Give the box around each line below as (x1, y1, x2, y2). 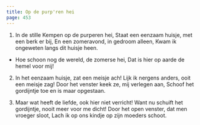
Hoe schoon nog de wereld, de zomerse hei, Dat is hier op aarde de (15, 56, 185, 63)
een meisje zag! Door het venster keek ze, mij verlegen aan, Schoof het (15, 80, 195, 88)
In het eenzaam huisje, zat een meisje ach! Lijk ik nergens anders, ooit (15, 74, 191, 81)
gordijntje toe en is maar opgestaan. (15, 87, 106, 94)
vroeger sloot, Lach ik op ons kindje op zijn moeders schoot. (15, 112, 167, 119)
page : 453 (6, 15, 32, 21)
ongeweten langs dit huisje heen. (15, 44, 98, 52)
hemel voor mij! (15, 62, 54, 70)
